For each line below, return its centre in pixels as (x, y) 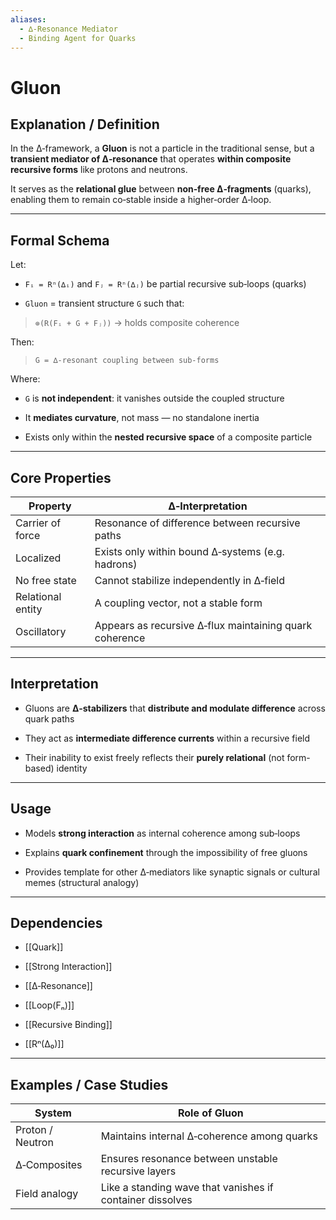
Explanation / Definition (85, 124)
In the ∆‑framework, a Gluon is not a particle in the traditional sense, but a (162, 148)
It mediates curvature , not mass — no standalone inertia (142, 418)
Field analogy (47, 1194)
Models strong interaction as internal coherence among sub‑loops (162, 833)
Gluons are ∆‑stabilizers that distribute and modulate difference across (175, 708)
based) (39, 768)
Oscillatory (41, 631)
